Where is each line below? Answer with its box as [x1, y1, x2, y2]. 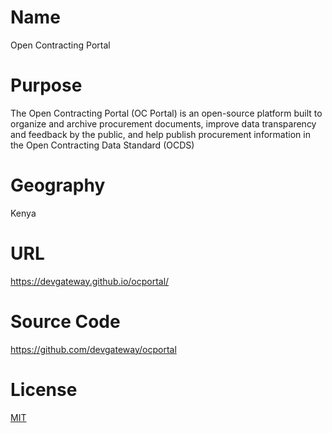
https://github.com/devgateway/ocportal [10, 343, 177, 355]
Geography [10, 174, 106, 197]
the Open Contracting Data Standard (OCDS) [10, 139, 195, 151]
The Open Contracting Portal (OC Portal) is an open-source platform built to [10, 107, 323, 119]
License [10, 378, 78, 401]
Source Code [10, 310, 121, 333]
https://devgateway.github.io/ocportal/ [10, 275, 170, 287]
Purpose [10, 74, 83, 97]
